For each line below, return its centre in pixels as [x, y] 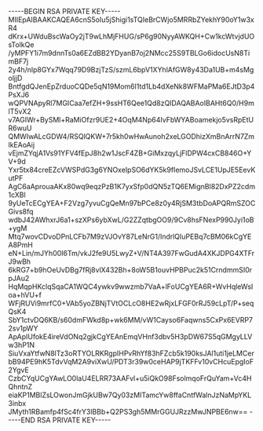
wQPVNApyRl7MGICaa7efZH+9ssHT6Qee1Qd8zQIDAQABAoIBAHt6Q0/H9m [131, 103]
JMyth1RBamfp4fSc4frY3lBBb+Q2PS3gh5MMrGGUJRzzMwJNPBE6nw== [128, 412]
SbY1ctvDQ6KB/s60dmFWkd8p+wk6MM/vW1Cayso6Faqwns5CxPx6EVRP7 [131, 320]
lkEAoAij [22, 145]
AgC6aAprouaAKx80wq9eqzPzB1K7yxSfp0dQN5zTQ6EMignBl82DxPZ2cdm [132, 186]
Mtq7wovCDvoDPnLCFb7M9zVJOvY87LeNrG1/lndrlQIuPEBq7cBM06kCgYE [130, 236]
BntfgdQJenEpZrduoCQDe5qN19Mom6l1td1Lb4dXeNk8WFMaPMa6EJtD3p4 [131, 86]
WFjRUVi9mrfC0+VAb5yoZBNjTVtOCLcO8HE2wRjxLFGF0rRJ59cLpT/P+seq [131, 303]
